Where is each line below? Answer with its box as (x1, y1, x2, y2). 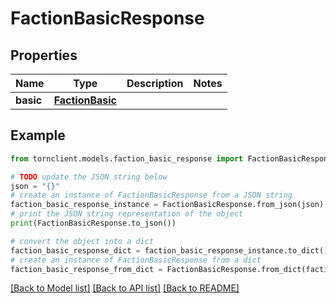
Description (126, 77, 184, 90)
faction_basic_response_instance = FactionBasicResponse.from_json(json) (10, 200, 325, 210)
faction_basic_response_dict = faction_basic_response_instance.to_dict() (10, 245, 329, 256)
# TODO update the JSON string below (10, 172, 168, 182)
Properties (10, 47, 78, 64)
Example (10, 127, 66, 144)
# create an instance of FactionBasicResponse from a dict (10, 255, 262, 265)
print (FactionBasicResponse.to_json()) (10, 218, 177, 229)
